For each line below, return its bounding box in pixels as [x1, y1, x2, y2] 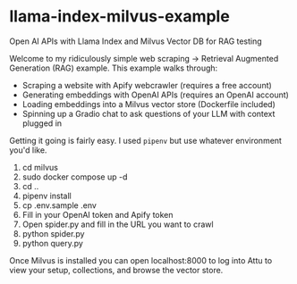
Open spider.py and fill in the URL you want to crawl [21, 219, 214, 230]
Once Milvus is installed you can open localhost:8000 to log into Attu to [9, 255, 273, 265]
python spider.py [21, 228, 85, 238]
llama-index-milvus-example [9, 6, 230, 27]
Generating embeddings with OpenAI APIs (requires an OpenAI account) [21, 89, 289, 100]
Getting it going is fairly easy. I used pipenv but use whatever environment [9, 135, 282, 146]
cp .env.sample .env [21, 199, 97, 211]
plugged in [21, 118, 63, 129]
